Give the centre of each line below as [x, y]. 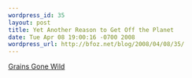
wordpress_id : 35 [37, 15]
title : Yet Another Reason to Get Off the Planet [91, 30]
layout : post [30, 23]
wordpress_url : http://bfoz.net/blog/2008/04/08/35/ [96, 44]
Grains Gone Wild [37, 66]
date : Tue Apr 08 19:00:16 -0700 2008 [72, 37]
